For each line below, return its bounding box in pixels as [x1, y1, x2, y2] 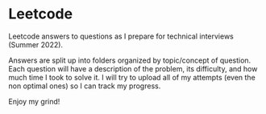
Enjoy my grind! [8, 96, 60, 106]
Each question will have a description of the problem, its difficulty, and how [8, 63, 258, 73]
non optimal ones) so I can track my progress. [8, 81, 161, 91]
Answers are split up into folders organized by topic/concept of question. [8, 55, 251, 65]
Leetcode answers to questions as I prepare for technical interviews [8, 31, 234, 41]
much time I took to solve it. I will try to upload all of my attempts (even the [8, 72, 256, 82]
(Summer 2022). [8, 39, 63, 49]
